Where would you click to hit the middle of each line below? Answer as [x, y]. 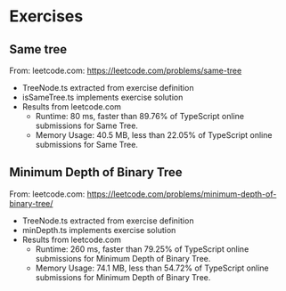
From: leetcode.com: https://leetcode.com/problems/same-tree [126, 70]
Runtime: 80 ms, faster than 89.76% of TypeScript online [140, 116]
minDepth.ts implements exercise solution [99, 230]
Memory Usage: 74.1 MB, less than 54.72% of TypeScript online [152, 268]
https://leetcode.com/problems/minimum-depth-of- [182, 194]
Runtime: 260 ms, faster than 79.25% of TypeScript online [142, 249]
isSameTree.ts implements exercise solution [102, 97]
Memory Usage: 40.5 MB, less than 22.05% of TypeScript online [154, 135]
